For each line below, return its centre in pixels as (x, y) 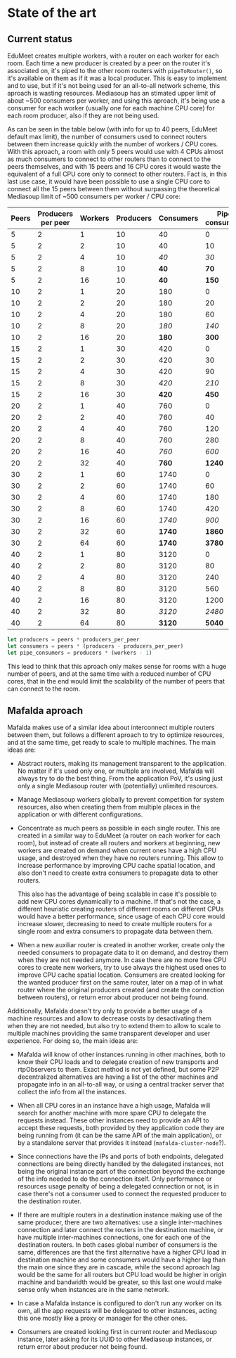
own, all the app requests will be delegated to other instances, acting (117, 1311)
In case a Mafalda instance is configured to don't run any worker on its (120, 1303)
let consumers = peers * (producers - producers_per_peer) (96, 646)
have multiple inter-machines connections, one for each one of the (114, 1237)
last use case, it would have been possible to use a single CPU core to (109, 181)
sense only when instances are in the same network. (93, 1290)
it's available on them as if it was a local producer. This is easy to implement (117, 78)
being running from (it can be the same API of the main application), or (119, 1135)
